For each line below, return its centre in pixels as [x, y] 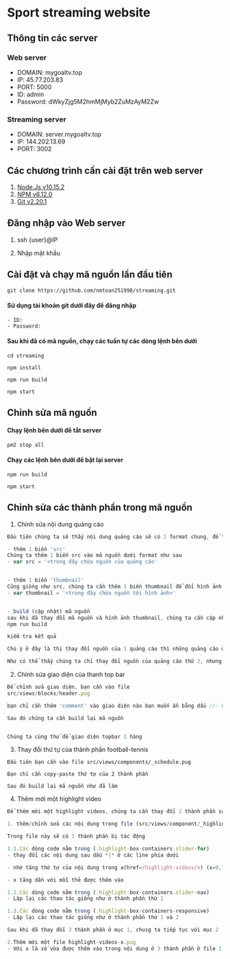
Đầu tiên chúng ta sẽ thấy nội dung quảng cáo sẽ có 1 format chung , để [113, 537]
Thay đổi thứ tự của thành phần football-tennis [82, 750]
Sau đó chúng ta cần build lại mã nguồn [66, 718]
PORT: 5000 [34, 86]
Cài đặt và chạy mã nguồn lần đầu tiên [90, 275]
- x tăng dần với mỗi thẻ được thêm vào [66, 880]
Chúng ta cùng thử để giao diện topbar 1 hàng [75, 737]
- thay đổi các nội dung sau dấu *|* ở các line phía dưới [93, 855]
